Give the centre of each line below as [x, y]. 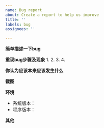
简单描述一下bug [23, 49]
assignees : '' [20, 29]
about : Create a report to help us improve [52, 15]
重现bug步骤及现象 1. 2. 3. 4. [35, 60]
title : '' [16, 19]
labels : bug [18, 24]
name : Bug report [24, 10]
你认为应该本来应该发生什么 [34, 71]
